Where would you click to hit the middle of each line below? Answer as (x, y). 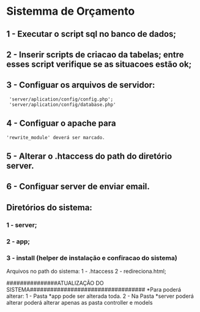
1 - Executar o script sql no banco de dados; (91, 34)
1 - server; (22, 225)
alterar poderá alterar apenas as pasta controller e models (80, 302)
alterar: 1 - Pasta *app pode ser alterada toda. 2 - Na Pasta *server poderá (100, 296)
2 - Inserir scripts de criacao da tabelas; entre (95, 54)
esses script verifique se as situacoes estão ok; (99, 64)
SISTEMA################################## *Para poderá (94, 289)
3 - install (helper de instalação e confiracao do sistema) (92, 257)
